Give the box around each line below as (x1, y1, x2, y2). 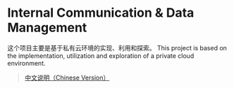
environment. (7, 59, 46, 67)
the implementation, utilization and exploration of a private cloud (7, 51, 195, 60)
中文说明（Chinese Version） (24, 73, 110, 82)
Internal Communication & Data (7, 5, 195, 21)
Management (7, 20, 87, 36)
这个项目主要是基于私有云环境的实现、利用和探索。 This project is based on (7, 43, 228, 52)
